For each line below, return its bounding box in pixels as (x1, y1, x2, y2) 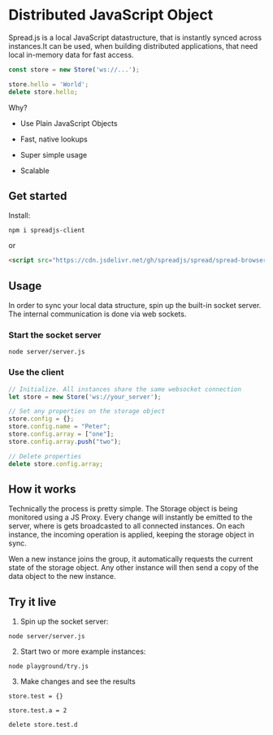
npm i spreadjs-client (8, 226, 85, 235)
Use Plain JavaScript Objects (19, 118, 118, 128)
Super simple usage (19, 150, 88, 159)
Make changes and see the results (19, 676, 136, 686)
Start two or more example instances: (19, 646, 146, 656)
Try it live (8, 595, 57, 609)
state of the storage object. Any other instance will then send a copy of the (8, 563, 259, 572)
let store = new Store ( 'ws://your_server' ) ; (8, 393, 162, 401)
